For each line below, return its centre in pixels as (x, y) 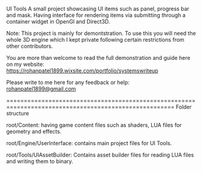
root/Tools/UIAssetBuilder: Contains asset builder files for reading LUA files (100, 155)
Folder (184, 107)
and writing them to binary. (40, 161)
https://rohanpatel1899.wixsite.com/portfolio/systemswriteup (82, 71)
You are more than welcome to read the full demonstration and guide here (98, 58)
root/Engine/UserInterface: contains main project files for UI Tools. (89, 143)
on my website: (25, 64)
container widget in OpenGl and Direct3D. (58, 21)
